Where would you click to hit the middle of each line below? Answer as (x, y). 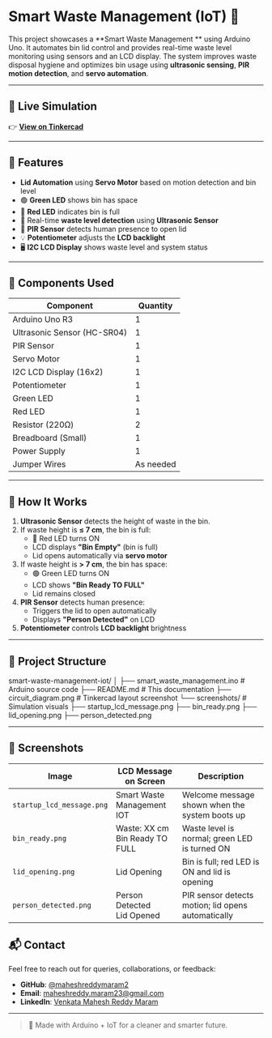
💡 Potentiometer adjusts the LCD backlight (93, 237)
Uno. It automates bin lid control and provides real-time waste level (120, 47)
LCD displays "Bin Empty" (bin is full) (95, 547)
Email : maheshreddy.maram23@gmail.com (92, 993)
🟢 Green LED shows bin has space (79, 200)
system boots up (214, 815)
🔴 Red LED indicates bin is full (70, 211)
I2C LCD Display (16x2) (58, 372)
